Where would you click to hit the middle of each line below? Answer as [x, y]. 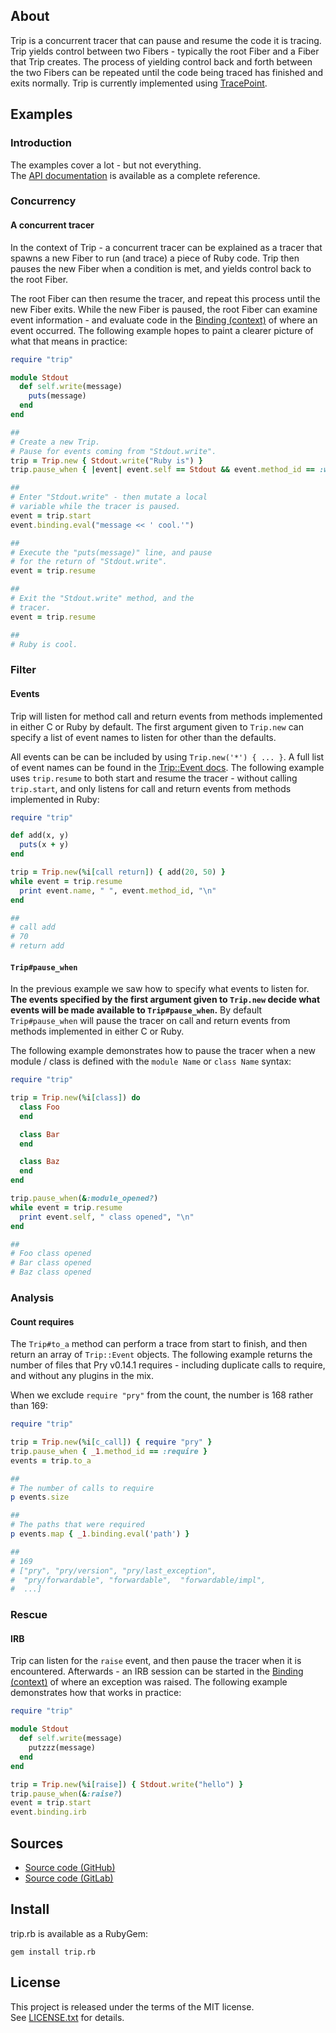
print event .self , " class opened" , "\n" [107, 1217]
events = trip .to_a [51, 1460]
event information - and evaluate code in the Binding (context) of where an [164, 320]
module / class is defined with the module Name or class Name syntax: [151, 1061]
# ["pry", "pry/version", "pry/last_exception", [113, 1570]
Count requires [42, 1321]
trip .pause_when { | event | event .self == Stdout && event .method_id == [162, 470]
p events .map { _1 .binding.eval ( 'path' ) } [100, 1534]
